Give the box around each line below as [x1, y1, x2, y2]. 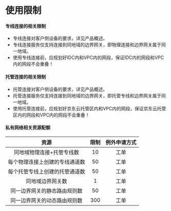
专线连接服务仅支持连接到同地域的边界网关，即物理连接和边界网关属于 [12, 42, 162, 48]
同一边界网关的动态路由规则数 [10, 197, 83, 204]
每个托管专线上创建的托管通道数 [8, 168, 86, 175]
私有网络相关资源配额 [5, 124, 50, 131]
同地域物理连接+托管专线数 [13, 148, 80, 156]
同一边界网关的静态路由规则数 [10, 187, 83, 194]
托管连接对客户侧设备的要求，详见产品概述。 [12, 86, 108, 92]
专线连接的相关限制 [5, 23, 46, 29]
